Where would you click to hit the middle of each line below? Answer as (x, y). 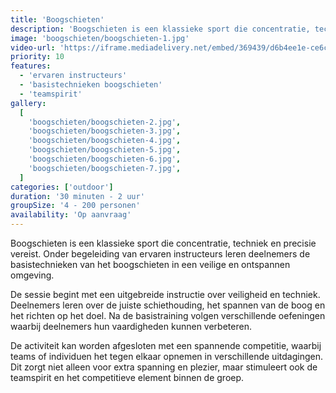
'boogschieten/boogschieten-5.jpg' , (105, 150)
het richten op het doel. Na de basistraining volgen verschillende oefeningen (168, 315)
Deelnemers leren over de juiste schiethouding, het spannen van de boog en (168, 305)
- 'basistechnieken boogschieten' (91, 85)
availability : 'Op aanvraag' (71, 215)
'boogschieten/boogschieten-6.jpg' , (105, 159)
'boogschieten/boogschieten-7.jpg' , (105, 168)
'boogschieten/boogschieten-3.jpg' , (105, 131)
